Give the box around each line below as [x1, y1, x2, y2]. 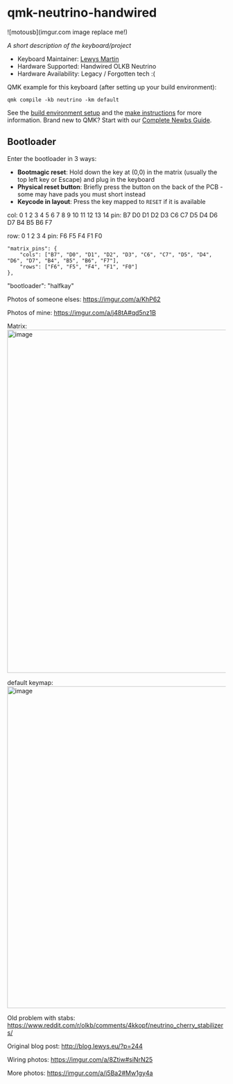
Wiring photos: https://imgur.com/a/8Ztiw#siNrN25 [7, 1055, 153, 1063]
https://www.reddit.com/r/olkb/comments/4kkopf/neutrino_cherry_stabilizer [7, 1021, 224, 1029]
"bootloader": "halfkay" [7, 281, 74, 289]
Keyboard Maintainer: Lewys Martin [17, 54, 119, 63]
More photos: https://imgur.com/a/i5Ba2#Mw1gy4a [7, 1069, 153, 1077]
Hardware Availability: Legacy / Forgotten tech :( [17, 69, 156, 78]
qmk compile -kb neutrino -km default [7, 96, 119, 103]
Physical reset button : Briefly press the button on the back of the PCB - [17, 183, 223, 191]
